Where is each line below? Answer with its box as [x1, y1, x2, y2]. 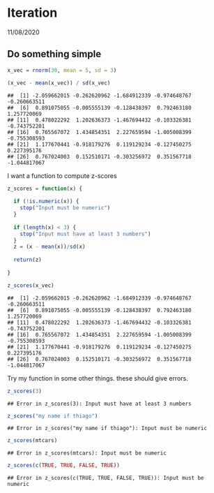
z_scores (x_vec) [7, 281, 54, 289]
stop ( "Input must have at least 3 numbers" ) [20, 230, 151, 237]
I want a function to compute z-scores [7, 171, 117, 179]
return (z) [13, 256, 42, 263]
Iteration [7, 5, 58, 21]
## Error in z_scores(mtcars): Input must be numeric [7, 450, 167, 457]
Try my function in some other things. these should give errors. [7, 374, 188, 382]
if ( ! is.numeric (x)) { [13, 198, 79, 205]
